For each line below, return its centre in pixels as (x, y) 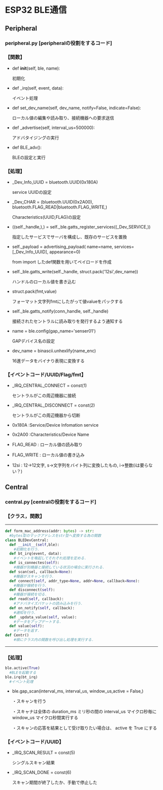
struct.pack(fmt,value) (34, 292)
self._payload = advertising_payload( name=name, (63, 247)
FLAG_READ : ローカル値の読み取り (47, 445)
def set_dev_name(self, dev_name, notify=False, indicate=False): (77, 108)
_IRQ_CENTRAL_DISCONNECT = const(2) (54, 405)
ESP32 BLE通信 (36, 10)
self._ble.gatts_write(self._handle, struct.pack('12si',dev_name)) (75, 272)
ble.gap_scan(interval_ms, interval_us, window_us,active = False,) (78, 691)
